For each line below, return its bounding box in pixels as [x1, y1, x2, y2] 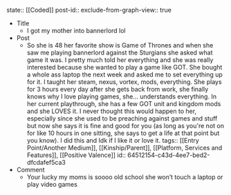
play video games [26, 181, 77, 188]
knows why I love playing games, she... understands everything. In [26, 92, 217, 101]
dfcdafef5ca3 [26, 158, 66, 166]
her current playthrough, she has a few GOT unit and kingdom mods [26, 100, 221, 107]
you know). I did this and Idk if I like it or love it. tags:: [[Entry [26, 136, 200, 144]
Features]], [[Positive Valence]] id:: [26, 151, 126, 159]
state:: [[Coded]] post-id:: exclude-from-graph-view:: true [6, 6, 172, 14]
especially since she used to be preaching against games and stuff [26, 114, 218, 123]
